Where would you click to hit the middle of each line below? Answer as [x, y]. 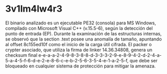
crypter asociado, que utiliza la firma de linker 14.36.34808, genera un [79, 50]
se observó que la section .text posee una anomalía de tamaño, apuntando [83, 39]
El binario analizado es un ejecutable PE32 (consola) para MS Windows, [81, 23]
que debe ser [144, 60]
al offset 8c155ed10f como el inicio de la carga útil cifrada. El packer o [78, 44]
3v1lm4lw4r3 [34, 9]
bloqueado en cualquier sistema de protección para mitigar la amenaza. [81, 66]
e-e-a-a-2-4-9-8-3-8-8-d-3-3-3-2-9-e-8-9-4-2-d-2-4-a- [100, 55]
